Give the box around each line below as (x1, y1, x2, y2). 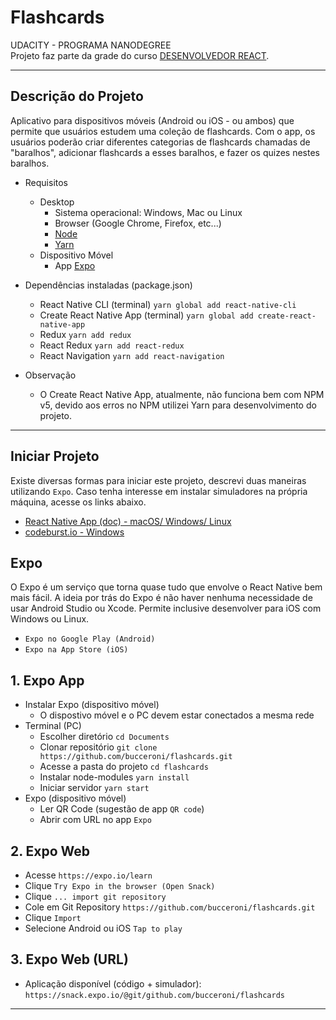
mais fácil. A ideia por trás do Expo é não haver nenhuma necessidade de (10, 592, 313, 604)
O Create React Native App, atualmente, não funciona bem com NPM (39, 388, 325, 400)
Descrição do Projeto (10, 88, 144, 105)
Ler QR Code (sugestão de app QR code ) (39, 803, 205, 815)
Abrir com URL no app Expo (39, 814, 152, 826)
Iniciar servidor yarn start (39, 782, 150, 794)
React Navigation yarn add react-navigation (39, 349, 225, 361)
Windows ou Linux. (10, 613, 90, 625)
